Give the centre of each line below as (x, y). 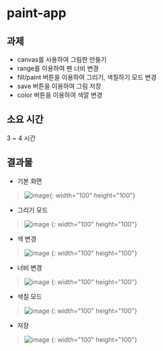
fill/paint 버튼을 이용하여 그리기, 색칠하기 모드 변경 (87, 77)
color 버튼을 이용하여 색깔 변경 (59, 95)
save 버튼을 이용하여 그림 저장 (59, 86)
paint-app (37, 13)
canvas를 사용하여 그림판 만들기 (62, 59)
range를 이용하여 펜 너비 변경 (58, 68)
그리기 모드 (32, 210)
